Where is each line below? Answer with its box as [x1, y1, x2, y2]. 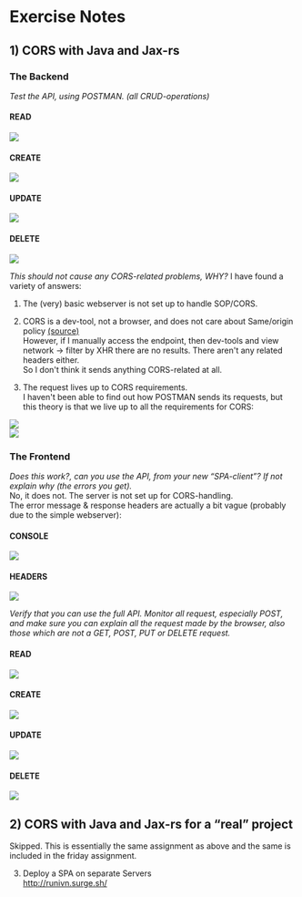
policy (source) [22, 325, 80, 336]
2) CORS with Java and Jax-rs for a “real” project [9, 816, 294, 831]
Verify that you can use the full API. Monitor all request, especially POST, [9, 608, 284, 619]
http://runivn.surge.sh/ [22, 878, 107, 889]
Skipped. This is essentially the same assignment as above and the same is [9, 840, 291, 851]
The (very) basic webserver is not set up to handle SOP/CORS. [22, 298, 258, 309]
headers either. [22, 354, 80, 366]
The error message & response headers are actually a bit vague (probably [9, 500, 287, 510]
